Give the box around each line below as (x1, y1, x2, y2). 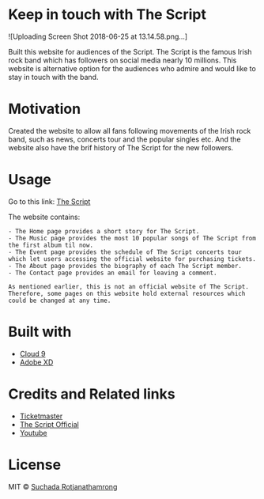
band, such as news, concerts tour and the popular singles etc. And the (8, 134, 241, 144)
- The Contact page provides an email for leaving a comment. (8, 269, 217, 277)
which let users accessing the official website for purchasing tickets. (8, 255, 257, 263)
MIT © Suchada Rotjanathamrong (8, 482, 118, 491)
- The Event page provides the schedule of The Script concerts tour (8, 248, 243, 256)
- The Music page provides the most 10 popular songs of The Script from (8, 234, 257, 242)
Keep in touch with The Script (8, 6, 207, 24)
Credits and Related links (8, 385, 175, 403)
